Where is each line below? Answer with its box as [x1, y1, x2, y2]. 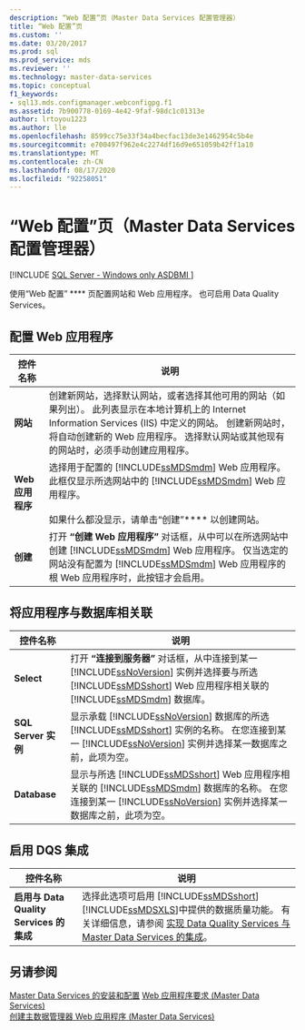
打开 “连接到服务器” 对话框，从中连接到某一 [70, 651, 258, 664]
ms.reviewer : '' [9, 65, 71, 74]
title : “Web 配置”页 [9, 22, 84, 31]
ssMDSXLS [127, 903, 176, 915]
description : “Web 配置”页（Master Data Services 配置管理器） [9, 13, 241, 23]
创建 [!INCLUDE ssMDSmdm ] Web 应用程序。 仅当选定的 [48, 544, 289, 556]
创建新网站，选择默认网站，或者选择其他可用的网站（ [48, 389, 277, 401]
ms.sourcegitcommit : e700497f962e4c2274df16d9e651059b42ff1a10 [9, 140, 254, 149]
